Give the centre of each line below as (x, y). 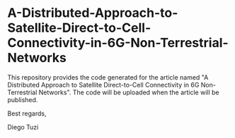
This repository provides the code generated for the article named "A (108, 77)
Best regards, (27, 113)
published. (23, 99)
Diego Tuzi (23, 127)
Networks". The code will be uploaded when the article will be (129, 92)
